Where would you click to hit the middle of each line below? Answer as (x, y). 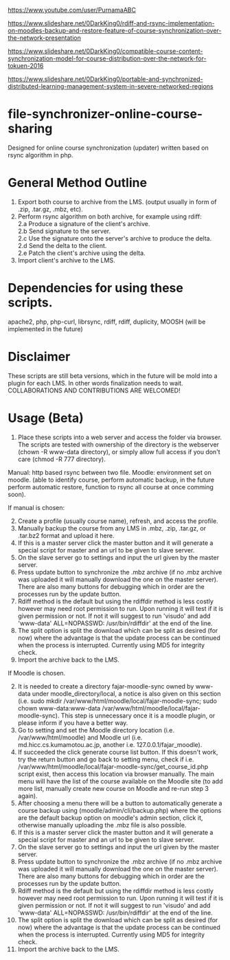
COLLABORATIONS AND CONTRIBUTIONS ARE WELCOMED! (94, 390)
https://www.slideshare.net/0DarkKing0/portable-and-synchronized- (105, 79)
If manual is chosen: (36, 507)
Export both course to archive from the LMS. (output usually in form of (117, 201)
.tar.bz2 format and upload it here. (66, 535)
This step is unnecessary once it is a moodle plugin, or (138, 715)
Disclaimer (39, 357)
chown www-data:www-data (59, 708)
